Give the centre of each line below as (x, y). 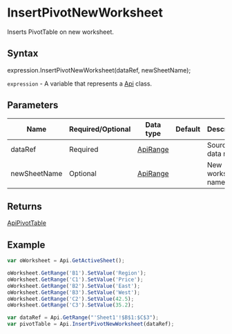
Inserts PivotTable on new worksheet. (60, 32)
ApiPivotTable (27, 223)
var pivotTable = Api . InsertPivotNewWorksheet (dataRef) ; (91, 324)
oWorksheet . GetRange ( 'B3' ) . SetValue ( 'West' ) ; (74, 292)
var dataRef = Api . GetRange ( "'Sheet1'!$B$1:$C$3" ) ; (83, 318)
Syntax (23, 53)
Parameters (33, 105)
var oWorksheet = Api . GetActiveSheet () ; (66, 261)
